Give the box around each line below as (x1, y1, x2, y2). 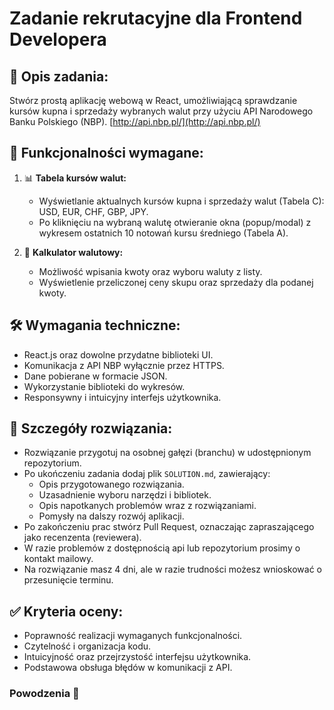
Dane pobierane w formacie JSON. (23, 370, 168, 382)
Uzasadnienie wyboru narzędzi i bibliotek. (38, 489, 212, 501)
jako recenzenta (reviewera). (23, 532, 142, 544)
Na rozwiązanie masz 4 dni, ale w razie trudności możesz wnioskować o (23, 563, 322, 576)
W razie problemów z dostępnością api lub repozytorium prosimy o (23, 542, 301, 554)
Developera (9, 28, 107, 51)
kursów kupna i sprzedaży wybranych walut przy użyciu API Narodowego (9, 105, 314, 117)
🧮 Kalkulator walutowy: (23, 246, 124, 258)
